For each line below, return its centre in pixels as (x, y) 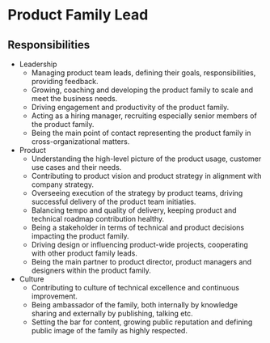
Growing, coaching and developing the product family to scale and (142, 90)
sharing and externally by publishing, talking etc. (112, 313)
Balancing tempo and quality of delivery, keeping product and (134, 210)
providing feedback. (65, 81)
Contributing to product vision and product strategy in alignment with (146, 176)
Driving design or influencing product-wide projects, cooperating (139, 245)
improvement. (55, 296)
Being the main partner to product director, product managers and (141, 262)
